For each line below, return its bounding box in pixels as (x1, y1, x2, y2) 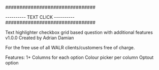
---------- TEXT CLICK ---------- (5, 14, 75, 20)
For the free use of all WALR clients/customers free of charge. (5, 45, 135, 50)
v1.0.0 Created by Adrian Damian (5, 35, 74, 41)
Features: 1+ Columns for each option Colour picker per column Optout (5, 54, 154, 60)
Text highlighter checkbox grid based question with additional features (5, 29, 153, 35)
